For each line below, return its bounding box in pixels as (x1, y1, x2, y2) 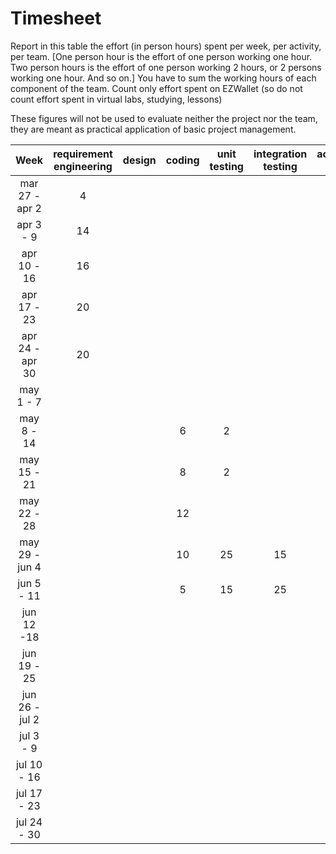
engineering (53, 159, 113, 173)
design (122, 153, 157, 167)
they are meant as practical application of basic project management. (10, 123, 297, 135)
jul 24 (15, 815, 43, 829)
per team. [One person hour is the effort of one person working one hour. (10, 50, 313, 62)
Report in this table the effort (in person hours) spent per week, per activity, (10, 40, 322, 52)
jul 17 (15, 786, 43, 800)
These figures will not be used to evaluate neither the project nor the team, (10, 112, 318, 124)
